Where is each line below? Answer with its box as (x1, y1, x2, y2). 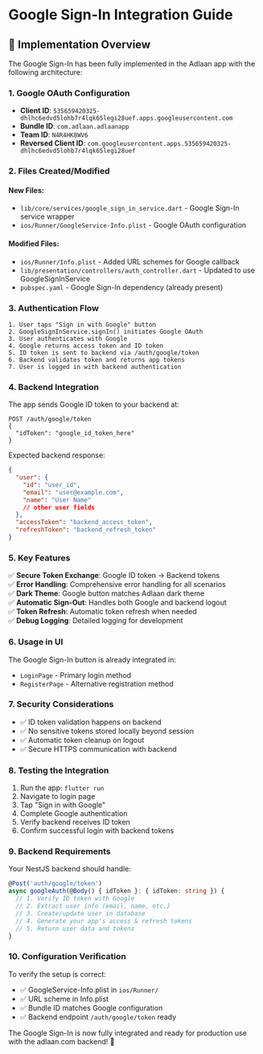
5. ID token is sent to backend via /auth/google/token (8, 348, 199, 357)
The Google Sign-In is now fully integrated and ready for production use (8, 1027, 248, 1038)
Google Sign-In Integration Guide (8, 6, 233, 24)
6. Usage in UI (8, 637, 64, 648)
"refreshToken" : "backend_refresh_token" (15, 526, 157, 534)
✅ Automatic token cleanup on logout (19, 735, 145, 744)
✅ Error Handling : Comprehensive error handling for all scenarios (8, 580, 227, 589)
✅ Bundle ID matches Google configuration (19, 1003, 163, 1012)
